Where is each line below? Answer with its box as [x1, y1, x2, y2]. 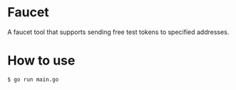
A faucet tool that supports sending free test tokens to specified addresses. [7, 28, 230, 36]
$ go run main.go [7, 76, 59, 83]
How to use [7, 52, 76, 69]
